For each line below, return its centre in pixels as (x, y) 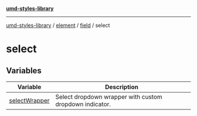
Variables (24, 71)
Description (122, 87)
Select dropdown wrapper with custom (109, 97)
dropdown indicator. (83, 104)
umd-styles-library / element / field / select (58, 25)
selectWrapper (29, 100)
